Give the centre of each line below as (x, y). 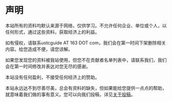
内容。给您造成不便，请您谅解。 (39, 49)
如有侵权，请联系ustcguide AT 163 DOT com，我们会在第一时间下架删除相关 (86, 43)
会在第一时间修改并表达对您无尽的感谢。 (48, 66)
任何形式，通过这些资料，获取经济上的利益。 (52, 32)
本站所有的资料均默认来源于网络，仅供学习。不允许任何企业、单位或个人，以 (86, 25)
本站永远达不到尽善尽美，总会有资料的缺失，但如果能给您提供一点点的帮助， (86, 88)
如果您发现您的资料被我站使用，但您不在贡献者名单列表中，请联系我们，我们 (86, 60)
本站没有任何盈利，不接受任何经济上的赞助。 (52, 77)
